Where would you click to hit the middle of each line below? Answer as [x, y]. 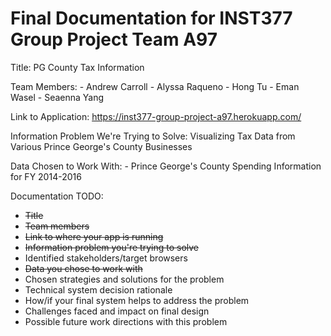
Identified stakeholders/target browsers [106, 258]
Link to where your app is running [94, 236]
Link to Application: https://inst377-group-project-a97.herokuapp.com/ [156, 116]
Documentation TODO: [57, 196]
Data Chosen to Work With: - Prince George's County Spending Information [166, 166]
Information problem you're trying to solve [112, 247]
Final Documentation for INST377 [151, 18]
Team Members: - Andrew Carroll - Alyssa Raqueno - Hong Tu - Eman [155, 86]
